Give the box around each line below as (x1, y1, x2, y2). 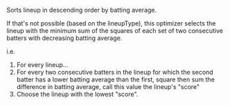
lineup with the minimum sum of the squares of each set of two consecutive (6, 27, 223, 35)
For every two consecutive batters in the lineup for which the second (16, 68, 213, 76)
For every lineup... (16, 61, 69, 68)
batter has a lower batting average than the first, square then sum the (16, 75, 215, 84)
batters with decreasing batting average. (6, 34, 123, 42)
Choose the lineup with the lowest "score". (16, 90, 139, 98)
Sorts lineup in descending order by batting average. (6, 6, 157, 14)
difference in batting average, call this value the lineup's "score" (16, 83, 200, 90)
